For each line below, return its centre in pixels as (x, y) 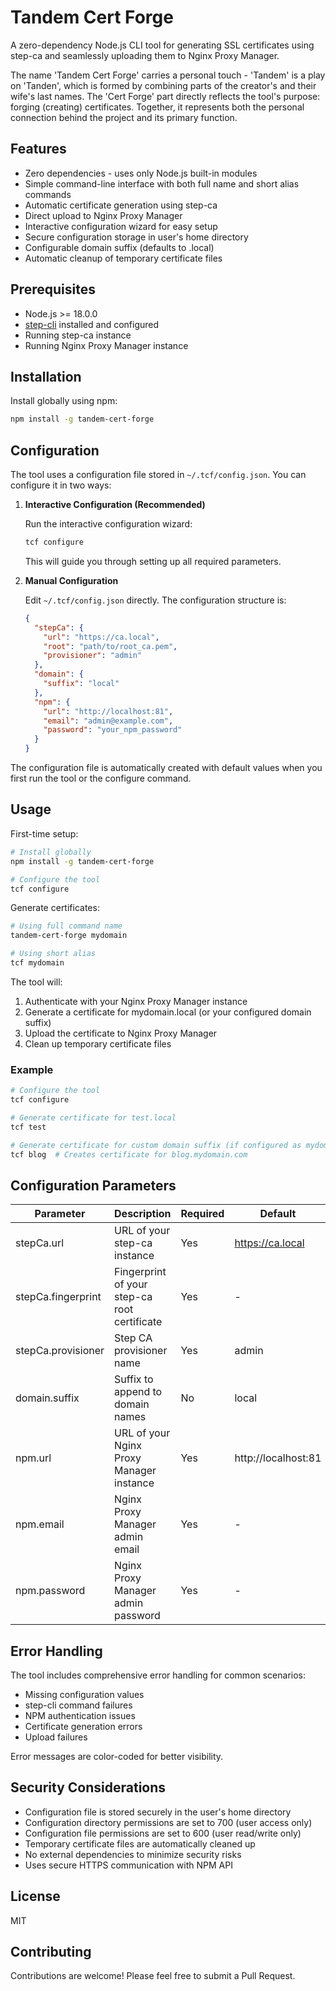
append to (138, 1392)
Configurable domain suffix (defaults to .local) (119, 247)
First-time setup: (44, 833)
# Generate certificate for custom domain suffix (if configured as (156, 1145)
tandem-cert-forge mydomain (69, 936)
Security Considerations (88, 1787)
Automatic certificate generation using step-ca (121, 205)
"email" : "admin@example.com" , (108, 721)
